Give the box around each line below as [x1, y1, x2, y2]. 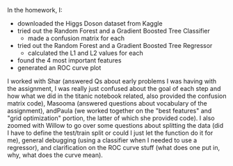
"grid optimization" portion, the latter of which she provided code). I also [7, 114, 215, 122]
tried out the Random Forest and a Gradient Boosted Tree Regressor [17, 42, 213, 49]
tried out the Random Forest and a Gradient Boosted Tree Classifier [17, 27, 211, 35]
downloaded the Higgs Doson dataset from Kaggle [17, 19, 163, 27]
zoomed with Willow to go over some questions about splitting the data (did [7, 122, 224, 129]
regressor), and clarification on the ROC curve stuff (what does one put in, [7, 144, 220, 151]
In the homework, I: [7, 6, 63, 14]
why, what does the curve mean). [7, 151, 103, 159]
